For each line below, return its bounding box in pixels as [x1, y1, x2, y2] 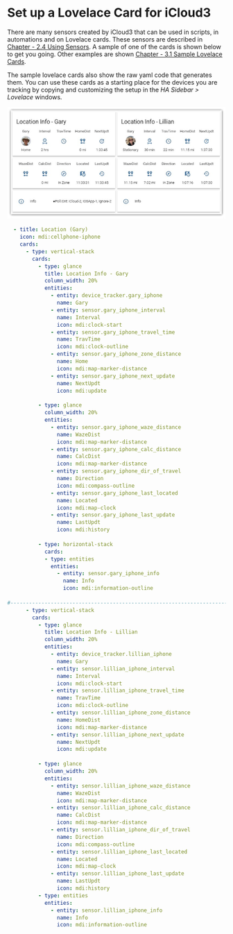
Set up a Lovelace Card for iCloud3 [7, 5, 212, 21]
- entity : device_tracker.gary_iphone [51, 292, 163, 299]
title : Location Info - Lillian [44, 629, 138, 636]
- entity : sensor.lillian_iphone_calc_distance [51, 804, 191, 811]
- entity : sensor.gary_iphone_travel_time [51, 328, 175, 336]
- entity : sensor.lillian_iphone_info [51, 907, 163, 914]
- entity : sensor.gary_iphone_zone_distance [51, 350, 182, 358]
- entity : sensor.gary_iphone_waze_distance [51, 423, 182, 431]
